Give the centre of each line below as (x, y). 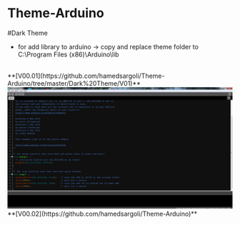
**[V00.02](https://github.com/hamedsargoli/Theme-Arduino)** (102, 214)
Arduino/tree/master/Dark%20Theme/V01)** (74, 83)
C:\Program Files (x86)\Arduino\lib (68, 54)
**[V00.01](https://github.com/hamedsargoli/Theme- (86, 76)
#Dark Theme (27, 33)
